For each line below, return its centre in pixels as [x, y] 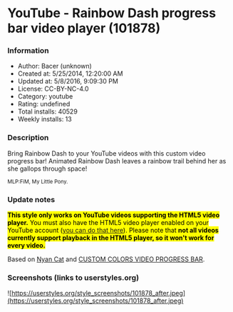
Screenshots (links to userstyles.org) [73, 278]
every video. [26, 246]
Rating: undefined [44, 104]
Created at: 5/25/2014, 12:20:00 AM [70, 74]
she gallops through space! [47, 168]
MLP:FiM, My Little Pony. [38, 181]
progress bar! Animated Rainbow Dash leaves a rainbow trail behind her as [117, 161]
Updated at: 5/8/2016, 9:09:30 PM [68, 81]
